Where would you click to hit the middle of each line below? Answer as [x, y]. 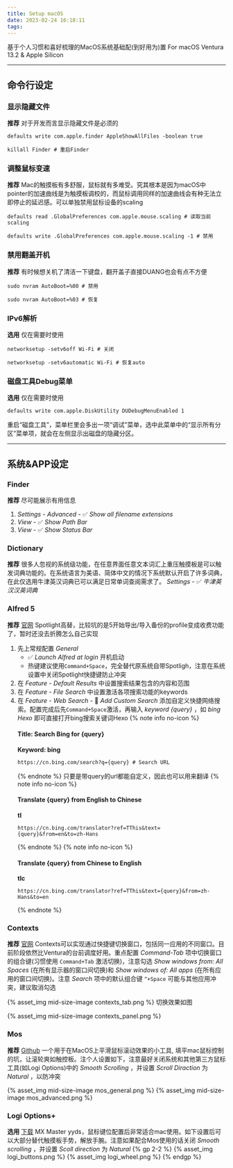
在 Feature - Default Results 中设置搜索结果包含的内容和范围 [103, 683]
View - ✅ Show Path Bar [52, 521]
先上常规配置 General [48, 648]
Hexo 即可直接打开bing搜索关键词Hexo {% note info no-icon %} [108, 717]
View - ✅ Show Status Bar [55, 530]
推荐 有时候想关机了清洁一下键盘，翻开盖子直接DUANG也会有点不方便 [107, 271]
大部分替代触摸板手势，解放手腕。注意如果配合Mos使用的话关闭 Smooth [116, 1140]
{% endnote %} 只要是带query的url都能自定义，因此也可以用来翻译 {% [118, 776]
